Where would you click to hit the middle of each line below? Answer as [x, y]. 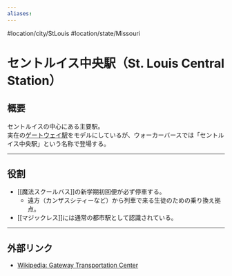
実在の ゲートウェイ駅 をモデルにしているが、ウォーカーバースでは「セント [113, 135]
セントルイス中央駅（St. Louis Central [116, 63]
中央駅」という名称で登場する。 [65, 143]
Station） [35, 81]
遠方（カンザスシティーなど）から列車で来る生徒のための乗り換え [121, 201]
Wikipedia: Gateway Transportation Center [78, 265]
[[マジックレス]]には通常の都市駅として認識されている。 [97, 218]
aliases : [20, 13]
